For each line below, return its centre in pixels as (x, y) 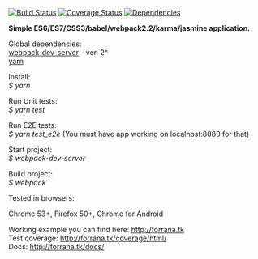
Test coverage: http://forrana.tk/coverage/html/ (88, 238)
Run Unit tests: (33, 101)
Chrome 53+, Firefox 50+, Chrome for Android (86, 214)
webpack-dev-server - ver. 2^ (58, 52)
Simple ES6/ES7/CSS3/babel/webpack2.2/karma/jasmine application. (129, 28)
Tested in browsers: (41, 198)
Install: (19, 76)
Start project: (30, 149)
